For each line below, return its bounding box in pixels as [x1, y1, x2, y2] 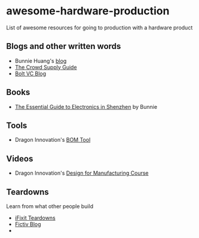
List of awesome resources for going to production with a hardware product [6, 24, 193, 31]
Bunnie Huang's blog [14, 57, 67, 64]
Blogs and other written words [6, 41, 121, 51]
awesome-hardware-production [6, 4, 170, 18]
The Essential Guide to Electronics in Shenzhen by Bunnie [14, 103, 157, 110]
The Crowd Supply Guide [14, 63, 77, 71]
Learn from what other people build [6, 203, 94, 210]
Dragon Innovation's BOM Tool [14, 136, 91, 144]
